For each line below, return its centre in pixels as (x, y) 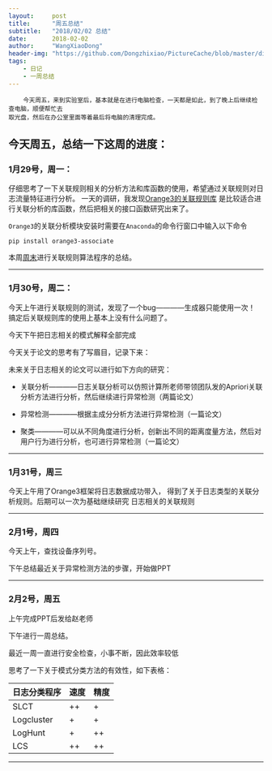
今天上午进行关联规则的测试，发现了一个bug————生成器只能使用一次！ (132, 307)
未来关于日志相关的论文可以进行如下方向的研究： (90, 369)
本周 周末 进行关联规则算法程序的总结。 (72, 257)
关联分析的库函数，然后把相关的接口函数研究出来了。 (104, 209)
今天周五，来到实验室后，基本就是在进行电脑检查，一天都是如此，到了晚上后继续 (138, 100)
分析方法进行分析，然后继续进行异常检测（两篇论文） (109, 396)
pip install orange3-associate (61, 241)
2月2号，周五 (34, 599)
